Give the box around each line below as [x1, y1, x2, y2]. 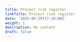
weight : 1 [5, 20, 25, 26]
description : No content [5, 25, 56, 30]
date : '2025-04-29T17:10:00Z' [5, 16, 67, 21]
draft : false [5, 29, 32, 34]
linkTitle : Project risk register [5, 12, 76, 16]
